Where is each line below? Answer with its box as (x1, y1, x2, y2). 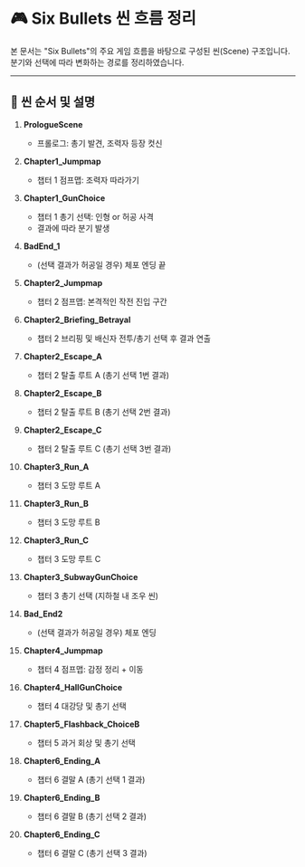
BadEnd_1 (23, 241, 61, 252)
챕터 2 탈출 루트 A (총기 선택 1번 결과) (36, 369, 170, 380)
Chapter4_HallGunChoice (23, 681, 123, 692)
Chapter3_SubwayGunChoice (23, 571, 138, 582)
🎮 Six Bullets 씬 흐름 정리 (10, 8, 197, 29)
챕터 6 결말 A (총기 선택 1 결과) (36, 774, 146, 785)
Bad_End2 (23, 608, 63, 619)
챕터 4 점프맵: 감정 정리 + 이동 (36, 663, 144, 674)
